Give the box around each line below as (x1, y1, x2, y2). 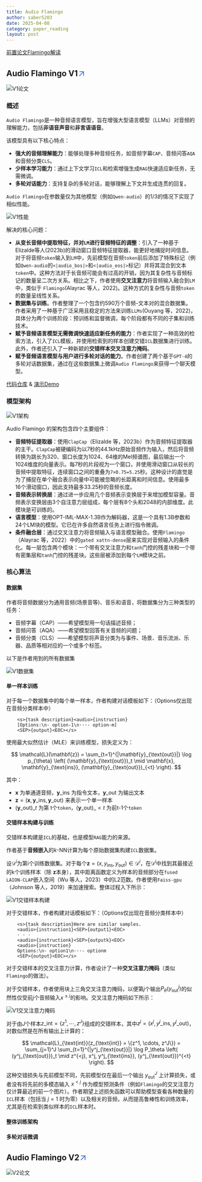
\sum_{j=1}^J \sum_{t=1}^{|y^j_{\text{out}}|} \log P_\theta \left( (25, 1046, 178, 1053)
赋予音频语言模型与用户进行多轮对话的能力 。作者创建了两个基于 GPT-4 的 (14, 352, 193, 360)
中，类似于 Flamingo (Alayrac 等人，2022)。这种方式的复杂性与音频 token (14, 284, 195, 292)
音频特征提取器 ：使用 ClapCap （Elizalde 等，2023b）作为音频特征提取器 (14, 438, 193, 445)
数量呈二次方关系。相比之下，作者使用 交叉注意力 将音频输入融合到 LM (25, 277, 195, 284)
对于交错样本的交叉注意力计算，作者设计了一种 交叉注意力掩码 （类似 (6, 964, 175, 971)
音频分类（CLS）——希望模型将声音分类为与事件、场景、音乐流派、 (14, 634, 184, 642)
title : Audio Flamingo (6, 8, 63, 15)
